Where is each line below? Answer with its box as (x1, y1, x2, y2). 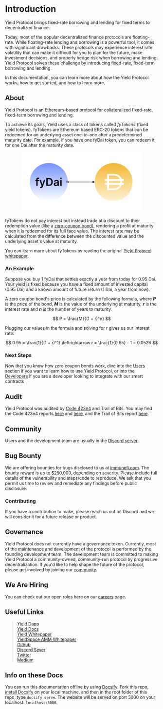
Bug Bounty (5, 452, 41, 460)
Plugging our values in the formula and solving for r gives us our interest (5, 325, 150, 331)
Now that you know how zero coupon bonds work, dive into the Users (5, 363, 145, 369)
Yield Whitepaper (17, 631, 52, 637)
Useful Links (5, 608, 44, 616)
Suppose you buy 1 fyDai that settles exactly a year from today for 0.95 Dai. (5, 276, 157, 282)
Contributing (5, 498, 36, 504)
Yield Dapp (17, 621, 39, 627)
